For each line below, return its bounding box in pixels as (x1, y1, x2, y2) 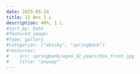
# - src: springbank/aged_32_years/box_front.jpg (6, 53, 135, 59)
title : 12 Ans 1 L (6, 14, 52, 20)
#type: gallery (6, 36, 44, 42)
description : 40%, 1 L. (6, 20, 66, 26)
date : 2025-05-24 (6, 8, 49, 15)
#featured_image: (6, 31, 49, 37)
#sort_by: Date (6, 25, 44, 32)
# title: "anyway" (6, 58, 60, 64)
